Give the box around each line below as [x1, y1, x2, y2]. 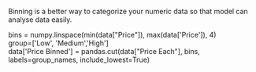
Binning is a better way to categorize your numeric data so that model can [8, 7, 248, 16]
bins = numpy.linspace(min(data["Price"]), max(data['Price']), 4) [8, 31, 217, 39]
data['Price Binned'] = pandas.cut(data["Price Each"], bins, [8, 47, 201, 56]
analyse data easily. [8, 15, 72, 24]
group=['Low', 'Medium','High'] [8, 38, 109, 48]
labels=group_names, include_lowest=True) [8, 55, 150, 64]
